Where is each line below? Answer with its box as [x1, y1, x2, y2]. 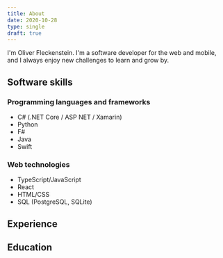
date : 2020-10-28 [7, 17, 58, 24]
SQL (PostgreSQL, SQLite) [17, 197, 92, 206]
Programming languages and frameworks [7, 97, 151, 106]
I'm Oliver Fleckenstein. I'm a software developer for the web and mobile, [7, 49, 217, 57]
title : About [7, 10, 45, 17]
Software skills [7, 76, 73, 88]
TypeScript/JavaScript [17, 175, 81, 184]
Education [7, 241, 53, 254]
